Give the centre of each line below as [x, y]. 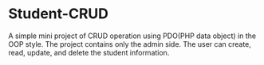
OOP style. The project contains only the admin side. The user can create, [130, 44]
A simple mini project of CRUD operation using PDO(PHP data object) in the [132, 36]
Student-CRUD [59, 14]
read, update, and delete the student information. [89, 52]
